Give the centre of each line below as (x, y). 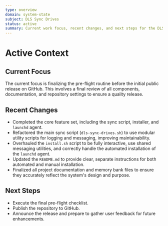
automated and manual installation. (48, 164)
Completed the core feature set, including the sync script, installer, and (85, 122)
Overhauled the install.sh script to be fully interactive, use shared (81, 143)
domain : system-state (28, 14)
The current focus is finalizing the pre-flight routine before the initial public (82, 83)
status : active (21, 24)
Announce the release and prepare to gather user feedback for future (84, 213)
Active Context (37, 53)
